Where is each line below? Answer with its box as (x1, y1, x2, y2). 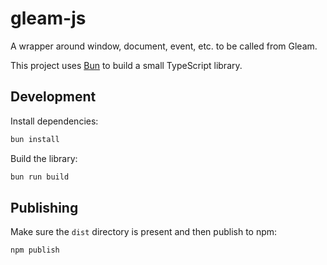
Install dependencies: (10, 115, 99, 127)
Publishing (10, 199, 79, 216)
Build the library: (10, 152, 78, 164)
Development (10, 88, 97, 106)
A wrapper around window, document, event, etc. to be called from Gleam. (10, 40, 318, 52)
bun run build (10, 172, 70, 182)
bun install (10, 134, 60, 144)
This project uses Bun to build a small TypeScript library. (10, 59, 243, 71)
